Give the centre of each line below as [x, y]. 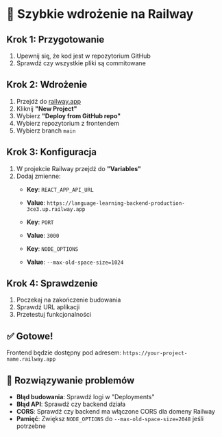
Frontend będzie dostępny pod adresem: [64, 352]
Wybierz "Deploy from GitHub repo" [69, 115]
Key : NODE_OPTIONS [52, 248]
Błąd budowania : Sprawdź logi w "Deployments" [85, 397]
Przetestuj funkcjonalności [54, 315]
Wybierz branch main [46, 131]
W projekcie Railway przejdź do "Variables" [79, 168]
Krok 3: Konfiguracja [52, 152]
